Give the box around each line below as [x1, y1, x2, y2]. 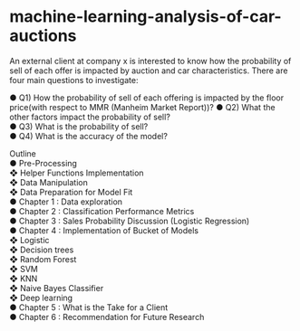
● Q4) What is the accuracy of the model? [9, 130, 168, 141]
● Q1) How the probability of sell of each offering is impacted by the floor [9, 92, 285, 103]
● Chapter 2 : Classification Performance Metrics [9, 205, 195, 216]
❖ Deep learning [9, 292, 73, 303]
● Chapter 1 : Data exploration [9, 196, 123, 207]
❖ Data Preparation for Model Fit [9, 186, 133, 197]
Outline [9, 147, 36, 159]
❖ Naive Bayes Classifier [9, 282, 104, 293]
